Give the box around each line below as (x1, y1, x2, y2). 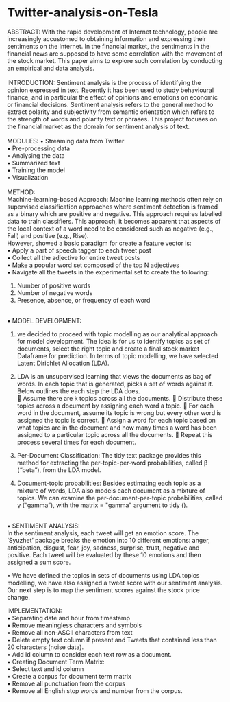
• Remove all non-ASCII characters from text (7, 628, 133, 636)
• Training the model (7, 166, 65, 174)
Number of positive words (16, 281, 91, 290)
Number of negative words (16, 288, 93, 296)
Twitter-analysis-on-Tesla (7, 5, 159, 21)
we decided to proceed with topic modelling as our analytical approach (16, 329, 218, 338)
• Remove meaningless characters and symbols (7, 621, 142, 629)
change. (7, 593, 31, 601)
